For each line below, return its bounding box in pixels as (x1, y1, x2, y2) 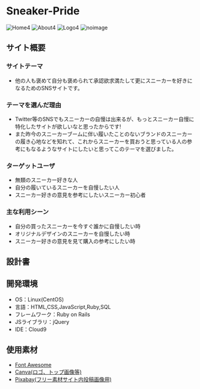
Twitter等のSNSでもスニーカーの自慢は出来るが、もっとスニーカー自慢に (14, 115, 195, 122)
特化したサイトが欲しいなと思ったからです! (14, 122, 121, 130)
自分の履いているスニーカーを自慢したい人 (14, 184, 120, 191)
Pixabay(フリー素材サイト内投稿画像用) (14, 375, 112, 383)
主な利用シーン (6, 208, 49, 216)
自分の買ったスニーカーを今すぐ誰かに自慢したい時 (14, 222, 141, 229)
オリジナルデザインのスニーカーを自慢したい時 (14, 230, 130, 237)
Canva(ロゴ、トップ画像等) (14, 368, 82, 375)
